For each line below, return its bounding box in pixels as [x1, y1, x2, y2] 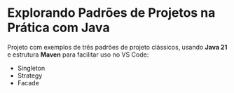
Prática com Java [7, 20, 110, 36]
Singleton [17, 64, 46, 72]
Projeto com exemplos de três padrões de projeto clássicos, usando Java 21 [7, 43, 228, 51]
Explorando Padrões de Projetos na [7, 5, 216, 21]
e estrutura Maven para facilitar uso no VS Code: [7, 50, 149, 59]
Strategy [17, 71, 43, 80]
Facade [17, 78, 40, 87]
